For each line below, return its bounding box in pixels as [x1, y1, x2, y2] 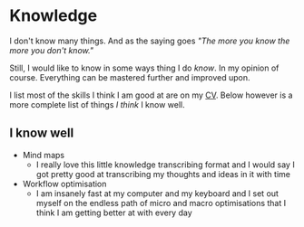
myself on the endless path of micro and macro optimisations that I [35, 197, 287, 208]
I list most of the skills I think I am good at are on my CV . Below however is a [9, 90, 293, 100]
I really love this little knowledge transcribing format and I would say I [35, 159, 295, 170]
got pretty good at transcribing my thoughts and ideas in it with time [35, 168, 290, 179]
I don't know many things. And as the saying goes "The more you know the [9, 35, 290, 46]
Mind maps [22, 149, 65, 160]
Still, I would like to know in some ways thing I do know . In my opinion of [9, 62, 279, 73]
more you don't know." [9, 44, 93, 55]
